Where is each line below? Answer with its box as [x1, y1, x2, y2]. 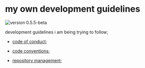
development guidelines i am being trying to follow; [5, 29, 109, 35]
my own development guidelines [5, 3, 141, 15]
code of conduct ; [12, 38, 48, 45]
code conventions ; [12, 48, 50, 54]
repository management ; [12, 57, 62, 63]
